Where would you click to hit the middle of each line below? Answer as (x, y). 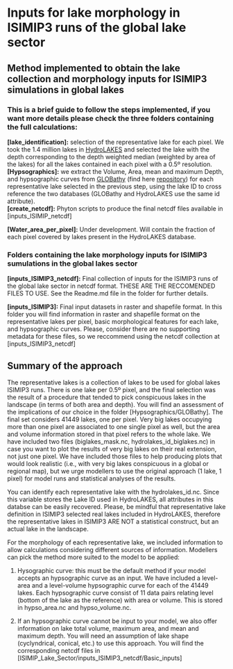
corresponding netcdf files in (59, 650)
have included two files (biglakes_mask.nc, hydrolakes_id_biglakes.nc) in (111, 441)
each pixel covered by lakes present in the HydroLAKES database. (102, 236)
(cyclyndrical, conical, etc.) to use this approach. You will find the (111, 643)
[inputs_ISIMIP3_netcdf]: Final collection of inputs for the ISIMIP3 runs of (113, 279)
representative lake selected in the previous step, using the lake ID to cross (114, 186)
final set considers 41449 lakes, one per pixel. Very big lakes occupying (110, 419)
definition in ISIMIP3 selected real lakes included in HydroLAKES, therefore (114, 514)
